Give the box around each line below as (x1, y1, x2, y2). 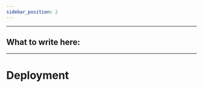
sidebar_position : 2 (6, 8, 59, 15)
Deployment (6, 68, 69, 82)
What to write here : (6, 37, 80, 47)
